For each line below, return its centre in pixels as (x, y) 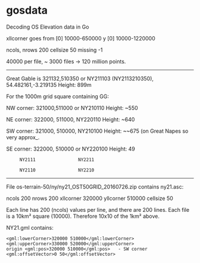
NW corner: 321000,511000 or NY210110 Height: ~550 (72, 108)
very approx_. (23, 137)
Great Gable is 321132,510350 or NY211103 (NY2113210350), (80, 79)
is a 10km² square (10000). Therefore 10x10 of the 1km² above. (83, 216)
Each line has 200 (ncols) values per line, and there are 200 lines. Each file (98, 209)
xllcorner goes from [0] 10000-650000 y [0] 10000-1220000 (81, 38)
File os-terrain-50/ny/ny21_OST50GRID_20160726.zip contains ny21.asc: (95, 187)
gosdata (27, 10)
